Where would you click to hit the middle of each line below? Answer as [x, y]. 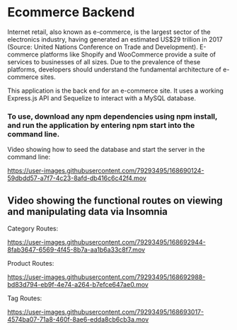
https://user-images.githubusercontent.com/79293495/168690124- [106, 171]
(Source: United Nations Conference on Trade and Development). [103, 47]
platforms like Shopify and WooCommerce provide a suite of [128, 54]
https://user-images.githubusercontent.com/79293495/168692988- [106, 277]
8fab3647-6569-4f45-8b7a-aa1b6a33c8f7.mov [76, 250]
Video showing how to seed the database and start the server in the [106, 150]
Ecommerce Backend [71, 12]
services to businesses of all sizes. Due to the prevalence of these [104, 61]
